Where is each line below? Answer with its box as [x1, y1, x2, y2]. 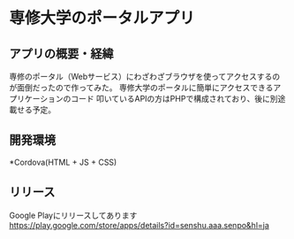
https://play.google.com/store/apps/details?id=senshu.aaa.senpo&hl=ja [9, 220, 269, 230]
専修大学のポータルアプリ [9, 8, 196, 28]
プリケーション [9, 94, 64, 104]
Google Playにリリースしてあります [9, 210, 138, 220]
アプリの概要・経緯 [9, 46, 114, 61]
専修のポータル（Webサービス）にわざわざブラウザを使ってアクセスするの [9, 72, 281, 81]
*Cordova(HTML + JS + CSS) [9, 157, 117, 167]
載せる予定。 [9, 104, 56, 115]
